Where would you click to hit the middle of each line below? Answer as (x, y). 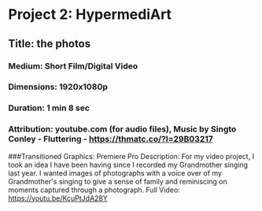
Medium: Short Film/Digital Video (73, 66)
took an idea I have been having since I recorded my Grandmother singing (128, 165)
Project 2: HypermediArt (90, 15)
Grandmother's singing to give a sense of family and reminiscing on (118, 181)
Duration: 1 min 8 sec (49, 108)
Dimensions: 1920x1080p (58, 87)
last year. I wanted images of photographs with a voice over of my (115, 173)
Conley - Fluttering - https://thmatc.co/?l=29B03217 (111, 139)
